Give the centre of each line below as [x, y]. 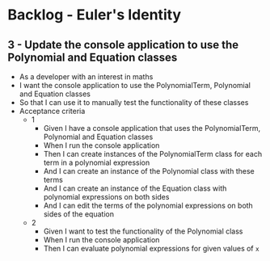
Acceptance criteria [52, 111]
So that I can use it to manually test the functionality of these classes [134, 102]
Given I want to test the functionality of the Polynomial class [143, 231]
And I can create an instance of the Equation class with [135, 188]
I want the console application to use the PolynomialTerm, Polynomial [135, 85]
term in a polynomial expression [97, 162]
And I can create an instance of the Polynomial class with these [149, 171]
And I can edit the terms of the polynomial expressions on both [148, 205]
